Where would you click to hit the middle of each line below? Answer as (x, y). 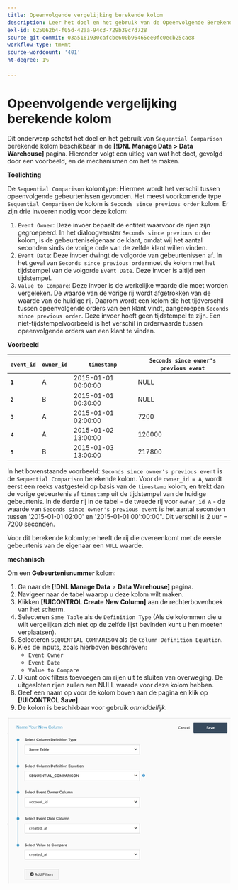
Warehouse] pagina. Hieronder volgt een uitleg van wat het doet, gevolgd (115, 154)
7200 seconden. (31, 524)
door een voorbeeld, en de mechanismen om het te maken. (94, 161)
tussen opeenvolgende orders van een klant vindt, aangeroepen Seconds (123, 308)
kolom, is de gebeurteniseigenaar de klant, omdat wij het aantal (110, 240)
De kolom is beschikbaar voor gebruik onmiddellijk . (92, 707)
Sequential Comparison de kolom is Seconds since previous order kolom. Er (118, 203)
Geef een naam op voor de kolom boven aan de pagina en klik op (113, 692)
